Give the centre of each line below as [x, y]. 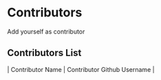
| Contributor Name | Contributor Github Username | [81, 69]
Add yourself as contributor [46, 31]
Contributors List [44, 53]
